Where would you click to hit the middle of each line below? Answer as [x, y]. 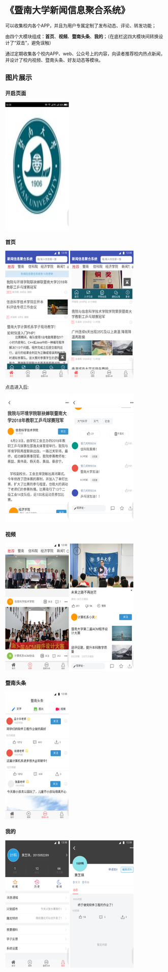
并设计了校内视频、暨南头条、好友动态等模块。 [54, 60]
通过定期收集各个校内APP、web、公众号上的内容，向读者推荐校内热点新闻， [85, 54]
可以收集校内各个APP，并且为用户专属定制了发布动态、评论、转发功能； [81, 25]
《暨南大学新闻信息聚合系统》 [68, 10]
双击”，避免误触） [35, 43]
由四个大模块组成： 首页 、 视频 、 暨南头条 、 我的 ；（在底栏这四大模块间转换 [82, 36]
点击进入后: [17, 387]
